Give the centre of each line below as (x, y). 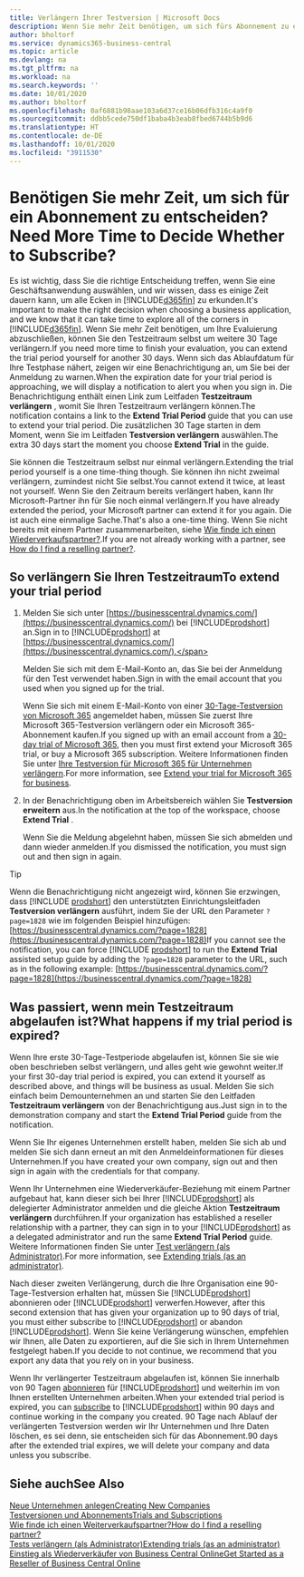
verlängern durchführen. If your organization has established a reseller (141, 1218)
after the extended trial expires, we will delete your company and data (139, 1446)
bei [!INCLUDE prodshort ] (223, 623)
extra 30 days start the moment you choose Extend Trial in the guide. (139, 444)
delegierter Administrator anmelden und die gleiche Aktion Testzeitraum (145, 1208)
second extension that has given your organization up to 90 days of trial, (145, 1312)
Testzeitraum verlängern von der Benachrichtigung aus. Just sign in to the (148, 1105)
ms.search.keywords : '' (54, 85)
